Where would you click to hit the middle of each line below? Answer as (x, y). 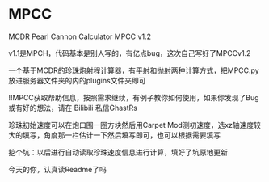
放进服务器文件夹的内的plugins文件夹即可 (77, 80)
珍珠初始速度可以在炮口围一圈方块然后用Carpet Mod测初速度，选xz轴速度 (131, 125)
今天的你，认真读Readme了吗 (57, 169)
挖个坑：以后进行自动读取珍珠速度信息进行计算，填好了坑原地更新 (118, 152)
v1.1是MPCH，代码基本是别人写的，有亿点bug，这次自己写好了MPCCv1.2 (130, 53)
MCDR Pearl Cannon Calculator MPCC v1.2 (80, 36)
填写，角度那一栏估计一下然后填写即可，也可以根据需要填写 (121, 135)
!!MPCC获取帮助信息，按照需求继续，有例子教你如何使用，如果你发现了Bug (134, 97)
